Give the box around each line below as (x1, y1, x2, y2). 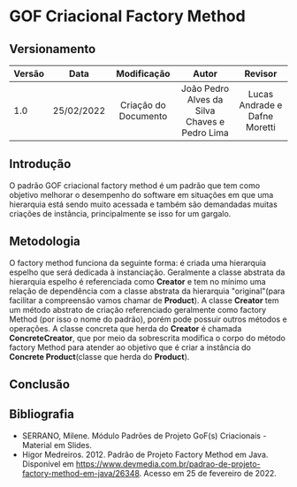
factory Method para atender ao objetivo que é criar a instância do (9, 342, 252, 353)
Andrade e (239, 99, 283, 111)
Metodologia (9, 234, 81, 249)
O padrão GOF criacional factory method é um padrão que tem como (9, 179, 261, 191)
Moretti (246, 121, 276, 133)
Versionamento (9, 42, 96, 57)
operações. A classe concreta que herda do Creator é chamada (9, 323, 242, 333)
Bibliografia (9, 407, 75, 422)
